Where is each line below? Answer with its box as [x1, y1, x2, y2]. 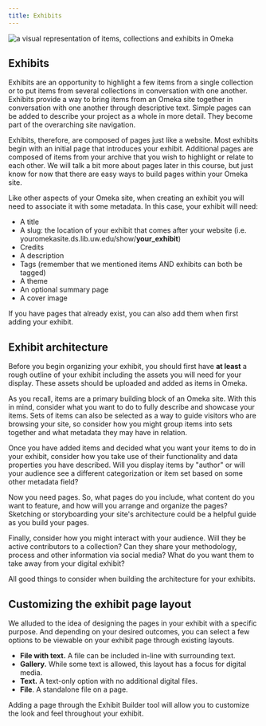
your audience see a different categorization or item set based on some [8, 469, 243, 478]
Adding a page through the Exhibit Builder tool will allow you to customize [8, 700, 249, 710]
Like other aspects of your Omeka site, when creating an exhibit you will [8, 193, 244, 203]
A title [19, 217, 40, 227]
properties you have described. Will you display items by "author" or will [8, 460, 245, 470]
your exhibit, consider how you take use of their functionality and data [8, 452, 238, 461]
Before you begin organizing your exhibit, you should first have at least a [8, 362, 247, 371]
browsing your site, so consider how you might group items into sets [8, 419, 233, 429]
